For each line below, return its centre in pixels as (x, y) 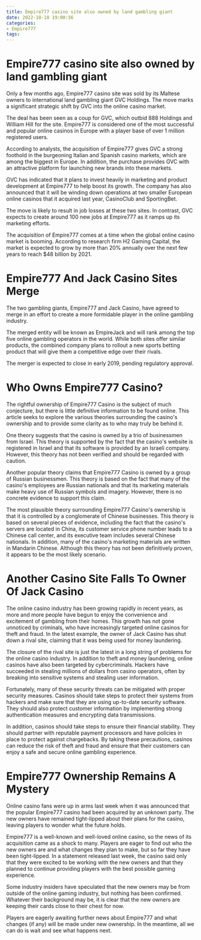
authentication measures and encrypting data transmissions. (81, 715)
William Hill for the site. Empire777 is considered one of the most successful (100, 125)
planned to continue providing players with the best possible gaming (91, 868)
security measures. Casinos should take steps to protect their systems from (100, 696)
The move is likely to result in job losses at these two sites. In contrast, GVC (100, 211)
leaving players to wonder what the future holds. (66, 825)
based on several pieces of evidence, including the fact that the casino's (96, 522)
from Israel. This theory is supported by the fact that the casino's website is (100, 441)
